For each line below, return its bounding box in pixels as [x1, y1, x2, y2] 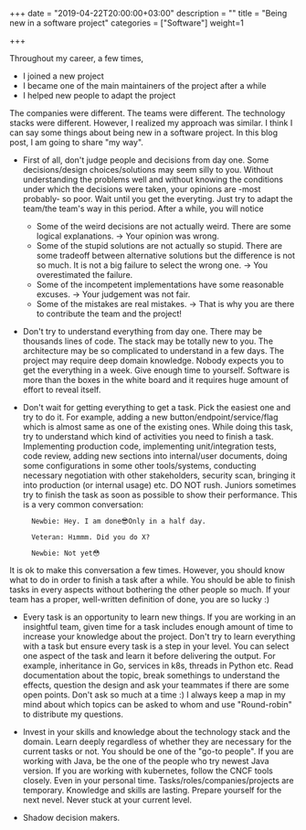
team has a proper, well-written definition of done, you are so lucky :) [9, 594, 270, 604]
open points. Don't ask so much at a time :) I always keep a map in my [22, 689, 286, 700]
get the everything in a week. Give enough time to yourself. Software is [22, 365, 290, 376]
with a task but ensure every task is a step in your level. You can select [22, 641, 290, 652]
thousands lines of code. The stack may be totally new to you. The [22, 335, 274, 346]
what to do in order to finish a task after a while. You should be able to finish [9, 575, 296, 585]
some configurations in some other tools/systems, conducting [22, 461, 257, 471]
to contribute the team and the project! [36, 308, 183, 319]
